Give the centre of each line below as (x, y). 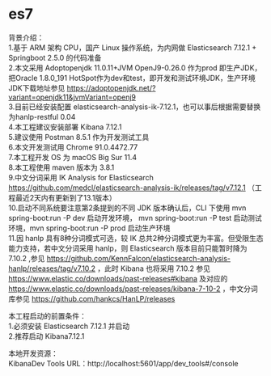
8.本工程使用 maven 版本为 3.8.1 (61, 167)
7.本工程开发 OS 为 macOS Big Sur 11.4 (73, 157)
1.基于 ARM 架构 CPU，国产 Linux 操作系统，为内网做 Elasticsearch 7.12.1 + (133, 47)
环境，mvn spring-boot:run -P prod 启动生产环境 (89, 228)
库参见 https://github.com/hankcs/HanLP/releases (92, 298)
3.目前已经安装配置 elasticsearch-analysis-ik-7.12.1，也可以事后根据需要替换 (135, 107)
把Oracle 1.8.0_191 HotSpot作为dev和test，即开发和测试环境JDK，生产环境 (132, 78)
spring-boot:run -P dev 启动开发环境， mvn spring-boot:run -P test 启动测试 (135, 218)
